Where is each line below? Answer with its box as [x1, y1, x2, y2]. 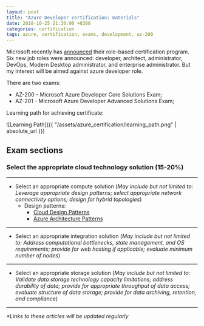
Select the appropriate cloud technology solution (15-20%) [6, 163, 184, 172]
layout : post [6, 8, 39, 15]
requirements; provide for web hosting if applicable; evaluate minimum [15, 245, 193, 253]
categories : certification [6, 25, 75, 32]
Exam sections [6, 145, 63, 155]
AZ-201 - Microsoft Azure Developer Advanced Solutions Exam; [15, 98, 175, 105]
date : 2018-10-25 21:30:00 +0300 [6, 20, 91, 26]
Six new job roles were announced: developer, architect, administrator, [6, 55, 183, 62]
